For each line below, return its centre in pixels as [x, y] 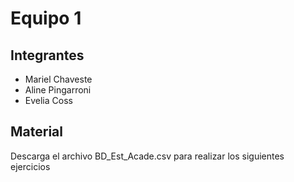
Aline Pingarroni [58, 90]
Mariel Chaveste [58, 79]
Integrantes [47, 55]
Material [36, 132]
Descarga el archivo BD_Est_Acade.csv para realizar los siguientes [147, 156]
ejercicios [30, 166]
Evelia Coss [48, 100]
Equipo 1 [46, 18]
